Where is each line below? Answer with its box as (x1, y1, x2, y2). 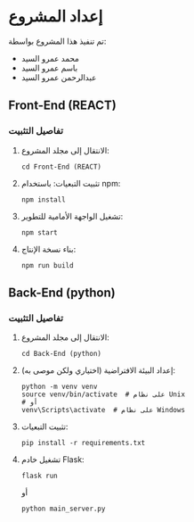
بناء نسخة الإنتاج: (20, 244, 77, 254)
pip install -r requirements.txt (20, 439, 146, 448)
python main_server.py (20, 504, 106, 514)
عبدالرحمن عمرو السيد (20, 71, 97, 82)
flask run (20, 471, 59, 481)
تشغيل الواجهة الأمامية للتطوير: (20, 211, 124, 221)
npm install (20, 195, 66, 204)
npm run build (20, 261, 74, 269)
